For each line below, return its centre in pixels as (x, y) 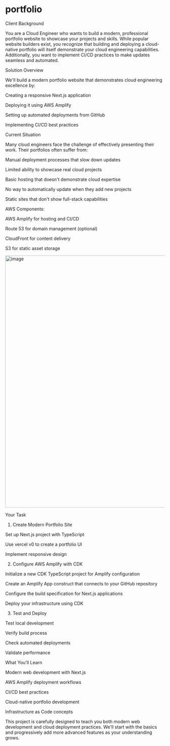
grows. (12, 737)
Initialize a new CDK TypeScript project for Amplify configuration (73, 574)
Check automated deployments (38, 643)
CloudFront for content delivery (38, 238)
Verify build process (26, 633)
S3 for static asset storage (33, 248)
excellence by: (20, 85)
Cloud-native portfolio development (42, 702)
